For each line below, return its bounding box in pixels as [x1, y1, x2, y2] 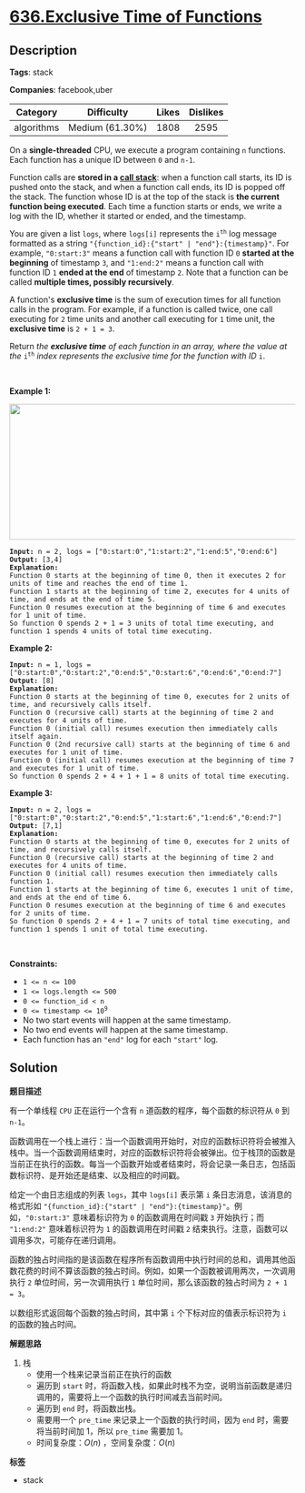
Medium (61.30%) [67, 121, 148, 134]
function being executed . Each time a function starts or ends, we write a [9, 201, 282, 211]
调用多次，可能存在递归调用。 [9, 1235, 121, 1246]
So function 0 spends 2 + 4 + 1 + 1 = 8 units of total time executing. [9, 772, 290, 781]
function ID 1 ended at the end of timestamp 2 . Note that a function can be [9, 267, 289, 277]
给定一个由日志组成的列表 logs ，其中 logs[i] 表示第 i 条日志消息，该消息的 [9, 1189, 292, 1200]
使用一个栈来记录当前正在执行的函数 [35, 1368, 172, 1379]
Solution [9, 1060, 58, 1075]
